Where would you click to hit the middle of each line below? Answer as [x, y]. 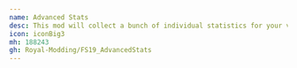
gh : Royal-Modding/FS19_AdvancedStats [80, 50]
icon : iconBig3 [37, 34]
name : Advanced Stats [49, 17]
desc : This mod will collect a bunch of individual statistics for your [146, 26]
